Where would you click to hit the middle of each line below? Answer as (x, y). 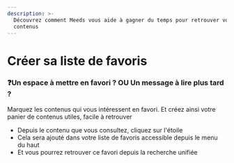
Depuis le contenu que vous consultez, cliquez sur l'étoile (100, 130)
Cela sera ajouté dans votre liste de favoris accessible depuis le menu (117, 137)
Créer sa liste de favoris (77, 61)
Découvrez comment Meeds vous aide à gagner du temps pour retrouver (116, 20)
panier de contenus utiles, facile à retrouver (70, 117)
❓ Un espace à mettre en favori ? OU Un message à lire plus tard (116, 83)
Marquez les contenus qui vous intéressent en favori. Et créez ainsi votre (111, 109)
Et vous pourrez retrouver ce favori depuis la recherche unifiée (108, 152)
